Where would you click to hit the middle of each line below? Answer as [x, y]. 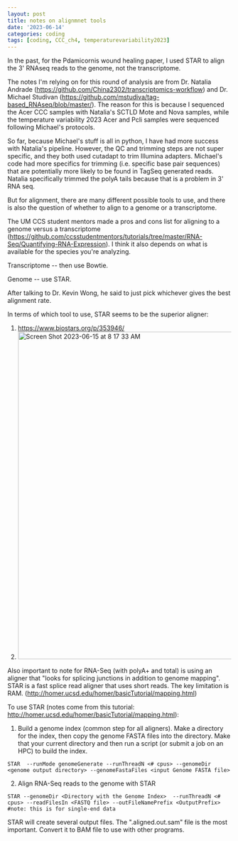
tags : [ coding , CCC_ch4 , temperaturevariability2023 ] [89, 41]
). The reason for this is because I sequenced [158, 105]
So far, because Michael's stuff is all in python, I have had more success [113, 141]
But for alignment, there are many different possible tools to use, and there [117, 200]
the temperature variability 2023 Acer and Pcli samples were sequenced [113, 120]
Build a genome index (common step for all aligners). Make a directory [120, 729]
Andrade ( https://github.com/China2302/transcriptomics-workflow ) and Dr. [118, 90]
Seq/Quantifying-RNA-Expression [57, 244]
